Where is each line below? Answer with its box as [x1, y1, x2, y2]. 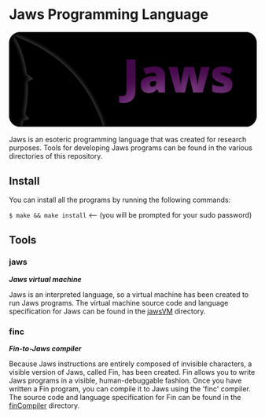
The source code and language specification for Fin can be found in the [9, 393, 241, 402]
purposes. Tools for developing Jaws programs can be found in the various [9, 143, 252, 152]
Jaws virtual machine [9, 274, 82, 284]
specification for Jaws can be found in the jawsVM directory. [9, 306, 206, 316]
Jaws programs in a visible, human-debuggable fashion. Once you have [9, 376, 242, 386]
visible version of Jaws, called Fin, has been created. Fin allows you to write [9, 368, 256, 377]
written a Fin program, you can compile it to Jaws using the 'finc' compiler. [9, 384, 251, 394]
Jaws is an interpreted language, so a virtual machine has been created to [9, 289, 249, 299]
